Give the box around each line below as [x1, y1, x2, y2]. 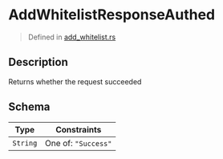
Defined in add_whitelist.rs [27, 32, 116, 42]
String [12, 138, 38, 148]
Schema [8, 100, 51, 114]
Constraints [55, 124, 102, 135]
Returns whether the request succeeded [8, 76, 142, 86]
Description [8, 55, 68, 69]
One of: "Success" [45, 137, 112, 149]
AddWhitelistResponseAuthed [8, 6, 215, 24]
